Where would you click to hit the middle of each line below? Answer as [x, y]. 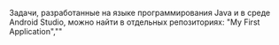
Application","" [36, 31]
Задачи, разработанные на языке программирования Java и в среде [140, 13]
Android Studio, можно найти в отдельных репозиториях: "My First [135, 22]
